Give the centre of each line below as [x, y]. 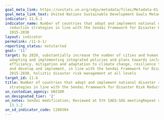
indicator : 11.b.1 [24, 19]
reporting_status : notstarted [36, 46]
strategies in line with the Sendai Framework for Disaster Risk [77, 87]
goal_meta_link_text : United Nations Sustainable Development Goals [76, 14]
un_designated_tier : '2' [30, 96]
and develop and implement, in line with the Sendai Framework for [80, 69]
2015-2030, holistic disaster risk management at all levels [73, 73]
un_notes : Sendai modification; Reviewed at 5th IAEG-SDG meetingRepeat [81, 101]
